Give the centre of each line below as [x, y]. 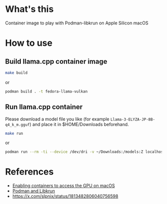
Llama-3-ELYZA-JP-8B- [133, 119]
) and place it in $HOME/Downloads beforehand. [79, 124]
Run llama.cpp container [44, 107]
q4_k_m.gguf [17, 125]
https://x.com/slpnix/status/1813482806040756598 [65, 196]
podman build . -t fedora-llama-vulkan [46, 91]
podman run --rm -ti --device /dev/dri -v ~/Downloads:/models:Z [74, 152]
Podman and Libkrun [34, 191]
